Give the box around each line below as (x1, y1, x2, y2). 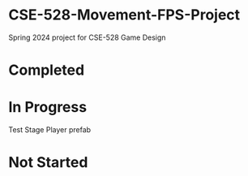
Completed (8, 61, 85, 79)
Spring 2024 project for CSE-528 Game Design (8, 32, 166, 42)
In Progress (8, 98, 88, 117)
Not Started (8, 153, 88, 172)
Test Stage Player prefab (8, 125, 92, 135)
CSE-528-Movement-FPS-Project (8, 6, 241, 24)
